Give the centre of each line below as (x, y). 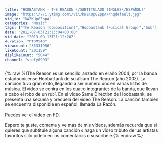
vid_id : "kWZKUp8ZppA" (28, 19)
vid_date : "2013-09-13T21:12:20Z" (41, 37)
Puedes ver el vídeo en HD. (33, 115)
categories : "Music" (26, 23)
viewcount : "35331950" (28, 46)
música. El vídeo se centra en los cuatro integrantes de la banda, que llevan (81, 89)
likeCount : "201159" (26, 50)
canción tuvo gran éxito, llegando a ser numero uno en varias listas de (76, 84)
